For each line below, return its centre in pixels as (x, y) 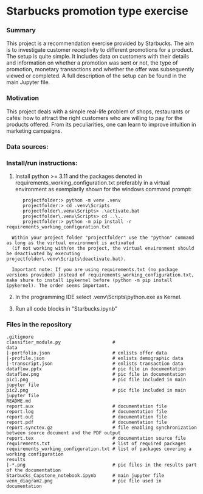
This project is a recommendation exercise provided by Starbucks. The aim (100, 43)
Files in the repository (39, 324)
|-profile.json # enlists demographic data (95, 358)
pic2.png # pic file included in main (96, 390)
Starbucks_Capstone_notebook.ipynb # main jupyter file (85, 476)
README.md (19, 401)
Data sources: (27, 146)
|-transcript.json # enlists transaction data (95, 364)
